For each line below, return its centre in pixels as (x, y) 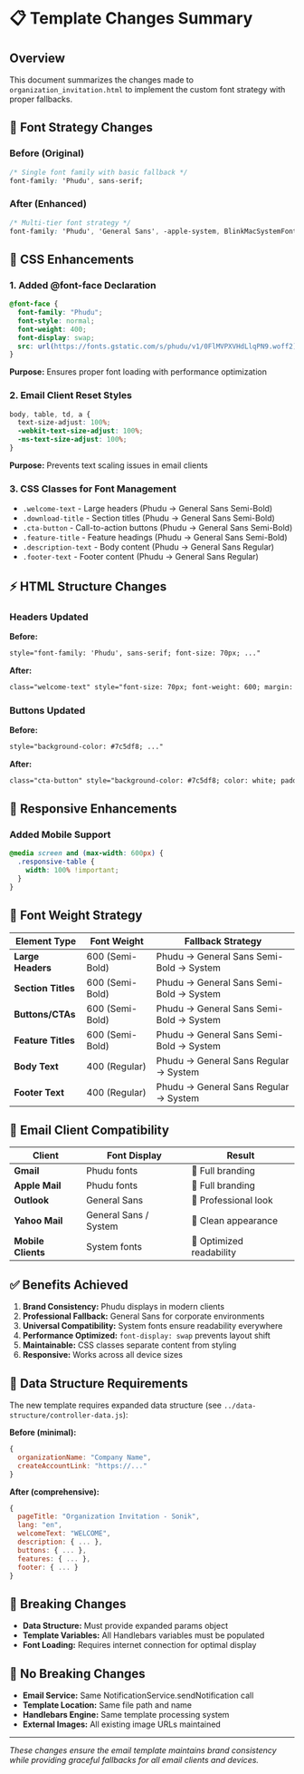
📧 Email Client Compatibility (90, 1131)
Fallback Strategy (223, 941)
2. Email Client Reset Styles (71, 395)
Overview (38, 58)
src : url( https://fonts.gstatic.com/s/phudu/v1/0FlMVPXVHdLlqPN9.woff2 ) (157, 346)
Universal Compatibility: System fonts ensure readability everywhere (152, 1326)
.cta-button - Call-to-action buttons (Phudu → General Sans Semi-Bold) (157, 528)
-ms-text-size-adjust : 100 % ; (72, 440)
